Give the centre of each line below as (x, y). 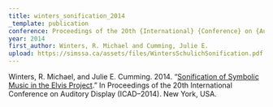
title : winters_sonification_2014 (67, 16)
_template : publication (49, 24)
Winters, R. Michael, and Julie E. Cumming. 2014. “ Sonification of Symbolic (134, 77)
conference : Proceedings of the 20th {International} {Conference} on (130, 31)
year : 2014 (27, 39)
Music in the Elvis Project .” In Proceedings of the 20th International (121, 85)
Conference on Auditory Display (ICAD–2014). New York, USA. (113, 94)
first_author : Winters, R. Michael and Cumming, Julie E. (108, 46)
